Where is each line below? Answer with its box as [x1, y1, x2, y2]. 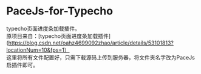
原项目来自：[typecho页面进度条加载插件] [6, 32, 111, 40]
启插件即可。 [6, 61, 38, 69]
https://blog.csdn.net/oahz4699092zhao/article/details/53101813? [8, 39, 174, 46]
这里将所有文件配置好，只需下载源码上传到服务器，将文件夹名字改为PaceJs [6, 54, 196, 61]
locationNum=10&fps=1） [6, 46, 70, 54]
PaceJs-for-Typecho [6, 4, 114, 18]
